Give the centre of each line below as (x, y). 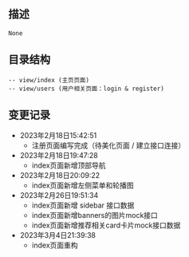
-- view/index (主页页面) (49, 80)
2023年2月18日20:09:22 (60, 176)
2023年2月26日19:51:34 (59, 196)
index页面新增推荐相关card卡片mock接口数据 (106, 225)
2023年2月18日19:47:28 (59, 156)
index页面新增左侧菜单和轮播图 (83, 185)
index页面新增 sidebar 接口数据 (83, 205)
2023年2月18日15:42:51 (58, 136)
